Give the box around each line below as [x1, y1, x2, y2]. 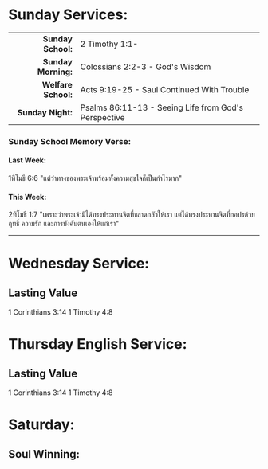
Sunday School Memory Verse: [8, 135, 132, 147]
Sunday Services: [8, 6, 128, 24]
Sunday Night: [17, 107, 73, 118]
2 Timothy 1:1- [80, 38, 138, 49]
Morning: [37, 66, 73, 77]
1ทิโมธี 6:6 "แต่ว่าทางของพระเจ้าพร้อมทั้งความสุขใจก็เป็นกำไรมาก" [8, 174, 183, 183]
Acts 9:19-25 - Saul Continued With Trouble [80, 84, 250, 95]
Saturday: [8, 416, 75, 434]
